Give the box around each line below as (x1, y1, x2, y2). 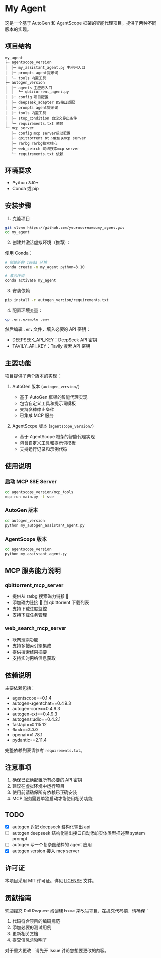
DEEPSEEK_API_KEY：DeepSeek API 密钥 (12, 337, 97, 343)
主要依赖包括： (5, 685, 35, 691)
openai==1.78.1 (12, 731, 43, 737)
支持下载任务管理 (12, 612, 47, 618)
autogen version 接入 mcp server (12, 848, 80, 854)
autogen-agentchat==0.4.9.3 (12, 700, 71, 706)
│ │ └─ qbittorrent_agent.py (5, 90, 69, 94)
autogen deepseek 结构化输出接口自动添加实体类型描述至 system (12, 830, 145, 836)
